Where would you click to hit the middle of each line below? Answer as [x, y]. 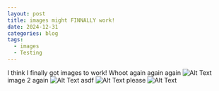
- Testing [28, 53]
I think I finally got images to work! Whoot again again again [94, 72]
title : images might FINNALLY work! [61, 20]
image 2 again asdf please [77, 80]
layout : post [26, 14]
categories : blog [33, 33]
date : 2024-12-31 [33, 27]
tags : [15, 40]
